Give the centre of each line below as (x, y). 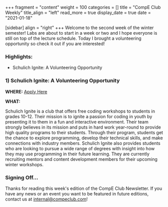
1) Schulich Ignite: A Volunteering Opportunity (63, 81)
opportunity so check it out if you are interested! (55, 44)
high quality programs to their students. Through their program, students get (84, 132)
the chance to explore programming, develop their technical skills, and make (84, 138)
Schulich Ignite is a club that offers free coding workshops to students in (80, 111)
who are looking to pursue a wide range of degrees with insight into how (80, 148)
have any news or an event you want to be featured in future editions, (77, 193)
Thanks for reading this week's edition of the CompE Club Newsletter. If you (84, 188)
